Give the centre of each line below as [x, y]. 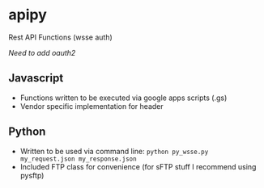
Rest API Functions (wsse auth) [61, 37]
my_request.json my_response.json [78, 159]
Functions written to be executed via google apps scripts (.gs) [123, 98]
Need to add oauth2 [42, 52]
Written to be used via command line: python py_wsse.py [114, 151]
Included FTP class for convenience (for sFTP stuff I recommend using [138, 166]
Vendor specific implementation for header [92, 106]
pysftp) [32, 175]
